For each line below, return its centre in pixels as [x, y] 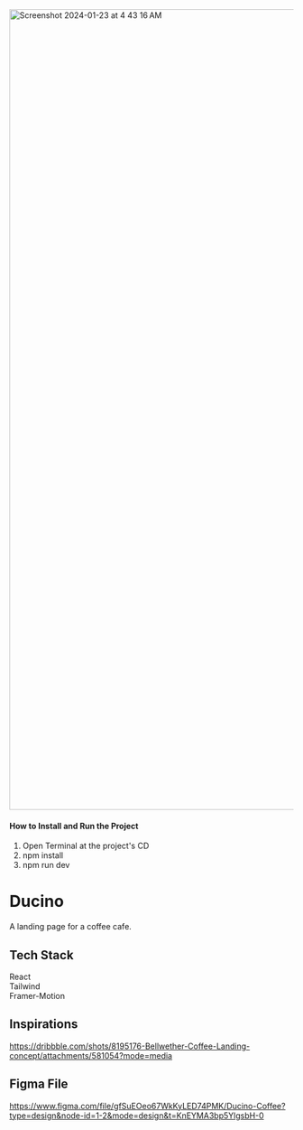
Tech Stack [41, 955]
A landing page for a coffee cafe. [71, 927]
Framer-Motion [37, 995]
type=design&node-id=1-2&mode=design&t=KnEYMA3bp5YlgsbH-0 [137, 1116]
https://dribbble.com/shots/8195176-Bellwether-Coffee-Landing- [130, 1046]
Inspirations [44, 1024]
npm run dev [46, 865]
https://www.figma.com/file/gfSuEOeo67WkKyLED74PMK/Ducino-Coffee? [147, 1106]
